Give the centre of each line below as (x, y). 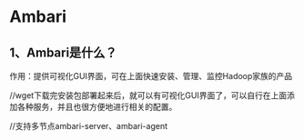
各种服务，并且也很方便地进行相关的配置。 (97, 107)
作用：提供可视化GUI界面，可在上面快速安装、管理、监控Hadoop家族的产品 (151, 76)
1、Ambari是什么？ (63, 52)
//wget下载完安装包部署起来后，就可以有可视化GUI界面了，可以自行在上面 (148, 95)
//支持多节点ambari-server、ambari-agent (89, 126)
